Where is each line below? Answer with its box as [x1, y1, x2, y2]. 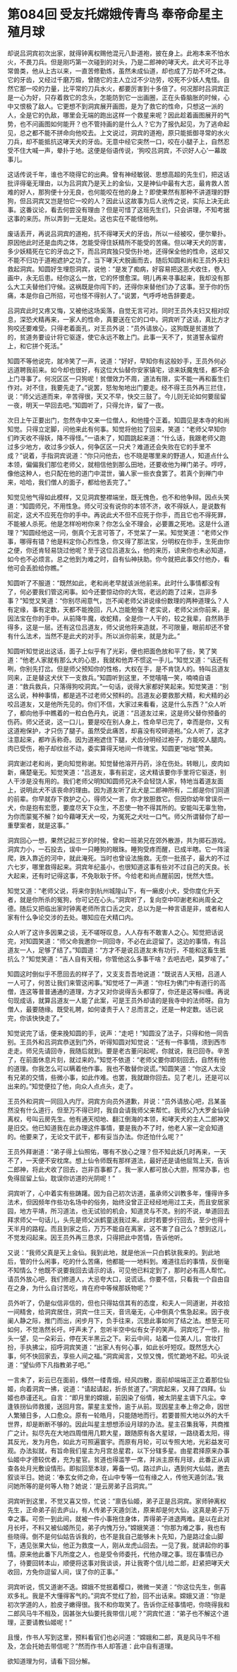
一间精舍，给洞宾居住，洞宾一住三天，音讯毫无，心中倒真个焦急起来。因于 [7, 1307, 224, 1316]
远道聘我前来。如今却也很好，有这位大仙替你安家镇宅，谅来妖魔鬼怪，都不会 [7, 365, 230, 374]
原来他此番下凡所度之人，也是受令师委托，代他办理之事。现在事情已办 [19, 1550, 224, 1558]
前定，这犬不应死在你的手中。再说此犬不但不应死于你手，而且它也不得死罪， [7, 510, 230, 519]
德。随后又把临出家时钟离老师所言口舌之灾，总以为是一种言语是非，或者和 [7, 904, 224, 913]
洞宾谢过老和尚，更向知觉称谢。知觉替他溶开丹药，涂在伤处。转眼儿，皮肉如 [7, 759, 230, 768]
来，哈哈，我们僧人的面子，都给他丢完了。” [7, 478, 131, 486]
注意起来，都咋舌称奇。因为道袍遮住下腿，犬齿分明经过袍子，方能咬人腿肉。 [7, 735, 230, 744]
